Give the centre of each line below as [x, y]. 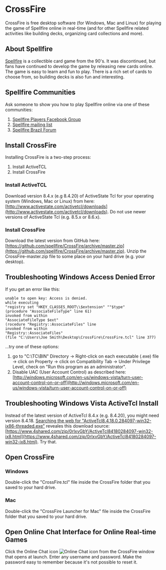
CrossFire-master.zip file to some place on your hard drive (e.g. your [75, 256]
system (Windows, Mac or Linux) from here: [50, 201]
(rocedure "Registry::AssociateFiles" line [51, 324]
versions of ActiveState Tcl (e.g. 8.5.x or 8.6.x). [53, 217]
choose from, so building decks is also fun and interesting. [65, 77]
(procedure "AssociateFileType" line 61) [49, 311]
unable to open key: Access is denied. [46, 298]
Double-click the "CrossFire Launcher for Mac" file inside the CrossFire [78, 511]
